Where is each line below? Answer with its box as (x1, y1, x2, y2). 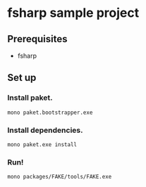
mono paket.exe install (7, 141, 78, 148)
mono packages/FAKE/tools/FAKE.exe (7, 174, 112, 181)
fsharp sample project (7, 5, 140, 21)
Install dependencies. (7, 125, 83, 135)
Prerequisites (7, 33, 68, 45)
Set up (7, 72, 37, 84)
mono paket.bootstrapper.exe (7, 109, 93, 116)
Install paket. (7, 93, 53, 103)
